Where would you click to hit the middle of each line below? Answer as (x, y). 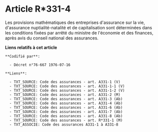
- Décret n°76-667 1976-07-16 (40, 65)
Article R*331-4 (38, 9)
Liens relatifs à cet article (31, 47)
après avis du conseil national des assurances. (52, 38)
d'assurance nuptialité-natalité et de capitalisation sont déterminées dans (79, 27)
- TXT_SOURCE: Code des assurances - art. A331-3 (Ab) (66, 99)
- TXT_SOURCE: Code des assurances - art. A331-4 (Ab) (66, 103)
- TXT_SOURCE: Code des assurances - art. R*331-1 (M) (66, 120)
